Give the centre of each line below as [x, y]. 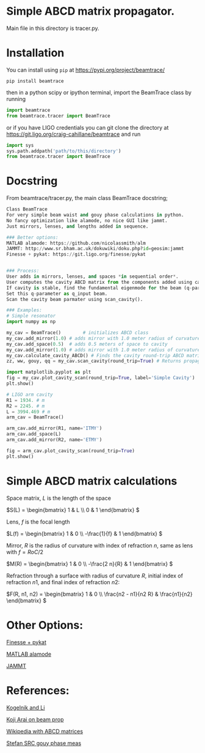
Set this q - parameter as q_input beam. [57, 294]
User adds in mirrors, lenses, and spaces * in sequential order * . [92, 276]
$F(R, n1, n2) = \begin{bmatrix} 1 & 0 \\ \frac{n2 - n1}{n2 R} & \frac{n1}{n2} [99, 594]
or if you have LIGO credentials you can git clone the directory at [88, 127]
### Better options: [33, 237]
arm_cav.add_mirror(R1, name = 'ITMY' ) [54, 428]
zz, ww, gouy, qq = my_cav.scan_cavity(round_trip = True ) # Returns [94, 361]
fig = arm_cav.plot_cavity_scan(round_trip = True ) [71, 451]
